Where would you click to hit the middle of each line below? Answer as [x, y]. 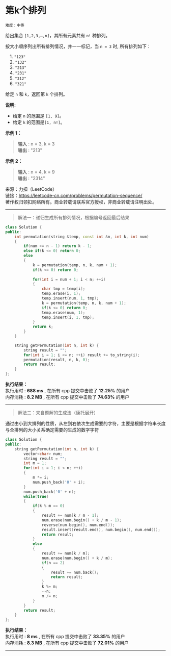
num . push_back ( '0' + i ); [59, 482]
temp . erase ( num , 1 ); [63, 312]
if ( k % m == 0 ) [49, 506]
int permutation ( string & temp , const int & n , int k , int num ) [82, 237]
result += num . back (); [75, 572]
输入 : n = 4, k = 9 [36, 172]
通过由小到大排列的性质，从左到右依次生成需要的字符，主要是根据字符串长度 [85, 423]
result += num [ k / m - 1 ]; [70, 516]
